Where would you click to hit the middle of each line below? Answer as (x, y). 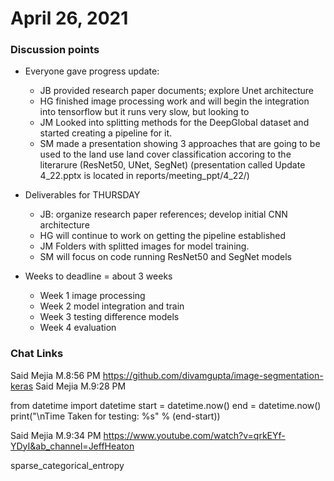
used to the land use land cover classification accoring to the (165, 154)
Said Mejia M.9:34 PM (56, 435)
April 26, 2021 (69, 18)
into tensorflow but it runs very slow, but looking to (144, 112)
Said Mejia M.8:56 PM (55, 375)
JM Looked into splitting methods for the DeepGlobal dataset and (174, 123)
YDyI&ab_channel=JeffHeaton (72, 446)
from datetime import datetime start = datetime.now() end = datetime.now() (166, 405)
